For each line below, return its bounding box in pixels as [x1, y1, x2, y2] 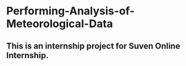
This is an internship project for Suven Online [6, 41, 181, 51]
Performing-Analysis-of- [6, 4, 135, 18]
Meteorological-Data [6, 17, 113, 31]
